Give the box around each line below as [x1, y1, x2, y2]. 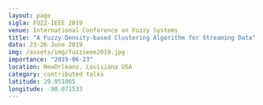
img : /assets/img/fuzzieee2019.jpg [8, 48, 126, 56]
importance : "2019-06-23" [8, 56, 93, 64]
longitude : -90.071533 [8, 84, 83, 93]
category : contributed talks [8, 70, 104, 78]
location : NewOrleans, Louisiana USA [8, 63, 133, 71]
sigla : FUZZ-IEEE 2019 [8, 19, 83, 27]
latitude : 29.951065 [8, 77, 77, 85]
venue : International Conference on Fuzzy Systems [8, 26, 178, 34]
